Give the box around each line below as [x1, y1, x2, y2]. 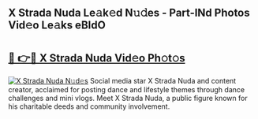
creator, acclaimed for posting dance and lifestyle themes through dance [8, 85, 245, 94]
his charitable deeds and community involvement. [8, 102, 170, 111]
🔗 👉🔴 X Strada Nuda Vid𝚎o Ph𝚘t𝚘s [8, 51, 185, 65]
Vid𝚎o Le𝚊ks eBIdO [8, 19, 107, 32]
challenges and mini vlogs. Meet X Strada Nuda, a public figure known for [8, 94, 248, 102]
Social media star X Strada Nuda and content [89, 76, 237, 85]
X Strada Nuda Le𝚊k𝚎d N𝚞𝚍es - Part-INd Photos [8, 6, 250, 20]
